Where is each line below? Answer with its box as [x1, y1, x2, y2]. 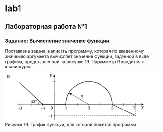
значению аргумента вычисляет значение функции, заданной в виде [5, 53, 149, 59]
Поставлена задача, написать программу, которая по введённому [5, 48, 144, 54]
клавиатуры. [5, 64, 32, 69]
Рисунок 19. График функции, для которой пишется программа [5, 122, 137, 128]
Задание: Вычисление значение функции [5, 37, 110, 44]
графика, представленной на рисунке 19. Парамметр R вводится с [5, 58, 144, 64]
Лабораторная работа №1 [5, 22, 88, 31]
